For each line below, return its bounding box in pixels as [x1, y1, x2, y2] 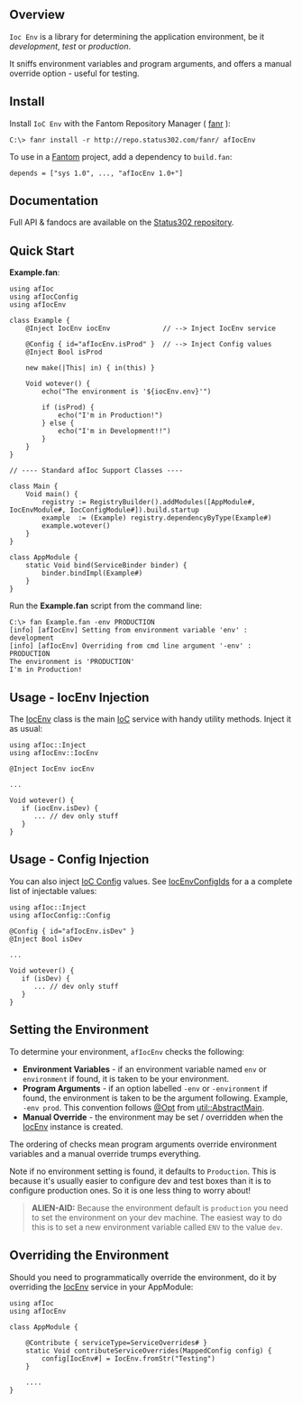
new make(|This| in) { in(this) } [25, 364, 155, 373]
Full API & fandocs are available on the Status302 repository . [9, 217, 234, 228]
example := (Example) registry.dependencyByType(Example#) [41, 513, 272, 522]
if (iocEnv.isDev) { [21, 804, 99, 813]
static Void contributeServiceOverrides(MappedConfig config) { [25, 1346, 272, 1355]
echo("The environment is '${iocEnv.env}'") [41, 387, 212, 396]
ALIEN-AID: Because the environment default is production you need [31, 1202, 288, 1213]
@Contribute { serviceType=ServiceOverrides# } [25, 1338, 207, 1347]
